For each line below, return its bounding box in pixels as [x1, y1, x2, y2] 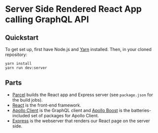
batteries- [131, 107, 152, 113]
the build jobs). [12, 97, 43, 103]
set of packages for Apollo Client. [31, 112, 99, 118]
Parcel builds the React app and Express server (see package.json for [12, 92, 154, 98]
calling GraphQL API [5, 14, 90, 25]
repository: [5, 52, 28, 57]
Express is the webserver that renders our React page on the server [12, 118, 150, 124]
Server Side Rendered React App [5, 3, 142, 15]
